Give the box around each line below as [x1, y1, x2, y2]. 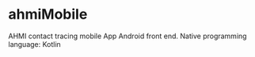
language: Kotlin [8, 39, 61, 48]
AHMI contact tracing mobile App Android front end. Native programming [8, 31, 247, 41]
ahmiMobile [8, 5, 88, 23]
